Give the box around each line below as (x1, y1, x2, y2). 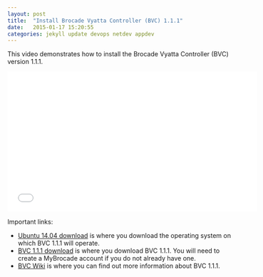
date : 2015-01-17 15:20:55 (7, 23, 94, 31)
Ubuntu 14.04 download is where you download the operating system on (17, 231, 232, 240)
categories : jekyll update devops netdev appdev (7, 30, 155, 38)
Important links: (7, 218, 53, 226)
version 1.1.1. (7, 58, 43, 66)
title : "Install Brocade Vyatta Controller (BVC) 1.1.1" (7, 17, 183, 24)
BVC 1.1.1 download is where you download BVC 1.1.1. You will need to (17, 246, 220, 255)
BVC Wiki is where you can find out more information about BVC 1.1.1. (17, 261, 220, 271)
